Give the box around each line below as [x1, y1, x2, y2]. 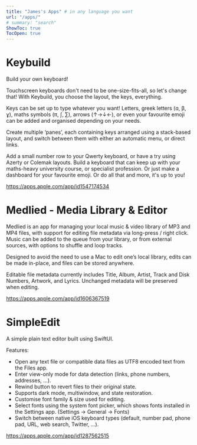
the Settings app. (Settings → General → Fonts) [14, 408, 130, 415]
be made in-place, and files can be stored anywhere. [6, 260, 134, 266]
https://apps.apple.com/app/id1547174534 [6, 183, 110, 190]
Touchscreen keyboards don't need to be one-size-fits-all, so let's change [6, 87, 187, 94]
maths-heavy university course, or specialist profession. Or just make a [6, 165, 179, 172]
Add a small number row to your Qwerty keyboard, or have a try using [6, 153, 176, 160]
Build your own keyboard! [6, 76, 68, 83]
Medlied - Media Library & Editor [6, 204, 168, 217]
